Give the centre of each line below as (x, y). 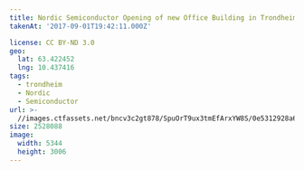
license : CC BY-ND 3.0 (52, 42)
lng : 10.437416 (46, 68)
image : (22, 135)
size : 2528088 (36, 127)
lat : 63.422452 (46, 60)
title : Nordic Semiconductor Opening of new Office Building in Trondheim (153, 18)
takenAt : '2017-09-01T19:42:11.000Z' (81, 26)
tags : (19, 76)
